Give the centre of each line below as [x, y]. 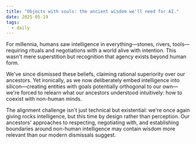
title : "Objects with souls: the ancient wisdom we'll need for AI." [93, 11]
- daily [21, 28]
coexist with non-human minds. [44, 99]
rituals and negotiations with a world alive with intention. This [103, 51]
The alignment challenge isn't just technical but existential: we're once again [98, 110]
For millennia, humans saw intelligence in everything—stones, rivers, [89, 44]
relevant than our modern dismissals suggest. [61, 135]
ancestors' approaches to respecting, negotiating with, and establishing [93, 122]
